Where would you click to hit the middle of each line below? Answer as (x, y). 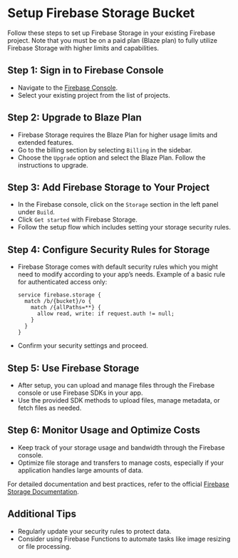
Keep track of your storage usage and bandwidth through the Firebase (121, 448)
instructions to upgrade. (53, 165)
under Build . (36, 212)
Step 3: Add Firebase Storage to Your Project (109, 187)
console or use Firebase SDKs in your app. (80, 393)
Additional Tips (42, 514)
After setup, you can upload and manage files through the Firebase (116, 385)
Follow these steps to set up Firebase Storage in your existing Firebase (112, 33)
